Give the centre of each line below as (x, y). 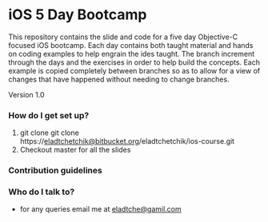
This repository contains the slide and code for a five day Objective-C (123, 37)
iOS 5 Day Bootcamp (78, 15)
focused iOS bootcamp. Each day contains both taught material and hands (131, 45)
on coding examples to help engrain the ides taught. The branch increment (132, 54)
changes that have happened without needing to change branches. (119, 79)
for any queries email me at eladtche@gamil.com (100, 209)
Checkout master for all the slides (75, 150)
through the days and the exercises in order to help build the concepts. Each (134, 62)
